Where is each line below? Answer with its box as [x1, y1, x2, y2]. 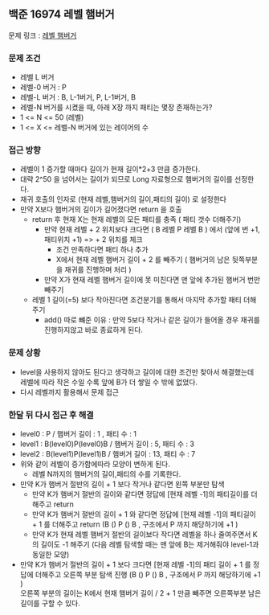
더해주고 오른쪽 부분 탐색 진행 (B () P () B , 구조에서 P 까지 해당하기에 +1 [35, 570, 261, 579]
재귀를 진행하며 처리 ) [64, 264, 132, 275]
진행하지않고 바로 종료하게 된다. [43, 325, 143, 335]
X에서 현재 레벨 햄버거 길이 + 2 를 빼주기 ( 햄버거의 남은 [55, 255, 230, 264]
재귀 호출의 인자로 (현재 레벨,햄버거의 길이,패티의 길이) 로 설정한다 [19, 195, 227, 204]
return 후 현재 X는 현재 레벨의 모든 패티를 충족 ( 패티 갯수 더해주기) [31, 215, 242, 224]
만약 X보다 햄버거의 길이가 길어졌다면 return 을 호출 [19, 204, 182, 215]
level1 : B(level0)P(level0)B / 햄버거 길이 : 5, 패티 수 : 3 [19, 439, 195, 449]
